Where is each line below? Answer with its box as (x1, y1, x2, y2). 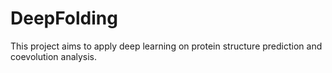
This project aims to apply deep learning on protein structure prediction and (10, 40, 323, 52)
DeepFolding (10, 7, 118, 30)
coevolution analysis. (10, 50, 98, 62)
